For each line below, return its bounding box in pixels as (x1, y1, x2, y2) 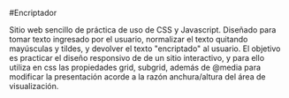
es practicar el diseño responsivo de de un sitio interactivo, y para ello (9, 53, 265, 63)
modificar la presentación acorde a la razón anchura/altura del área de (9, 72, 266, 82)
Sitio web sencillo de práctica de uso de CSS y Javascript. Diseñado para (9, 25, 277, 34)
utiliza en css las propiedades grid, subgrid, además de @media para (9, 62, 262, 72)
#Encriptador (9, 8, 57, 18)
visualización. (9, 81, 59, 91)
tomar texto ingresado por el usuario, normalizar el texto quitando (9, 34, 248, 44)
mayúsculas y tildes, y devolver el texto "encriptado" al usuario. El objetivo (9, 43, 281, 54)
